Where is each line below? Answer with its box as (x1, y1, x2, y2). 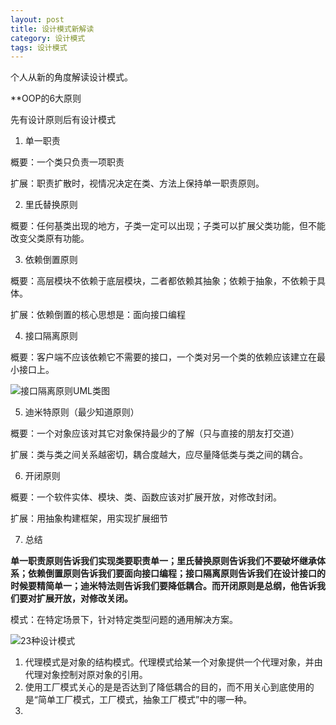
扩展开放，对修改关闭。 (36, 592, 133, 605)
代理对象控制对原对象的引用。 (24, 669, 148, 681)
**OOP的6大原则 (10, 92, 82, 105)
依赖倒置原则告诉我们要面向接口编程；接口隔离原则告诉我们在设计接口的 (27, 567, 326, 580)
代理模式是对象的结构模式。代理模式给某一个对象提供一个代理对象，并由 (24, 656, 323, 668)
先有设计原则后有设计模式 (10, 114, 116, 126)
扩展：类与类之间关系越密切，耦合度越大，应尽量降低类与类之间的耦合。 (10, 449, 308, 461)
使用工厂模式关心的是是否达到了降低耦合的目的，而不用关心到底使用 (24, 681, 306, 693)
